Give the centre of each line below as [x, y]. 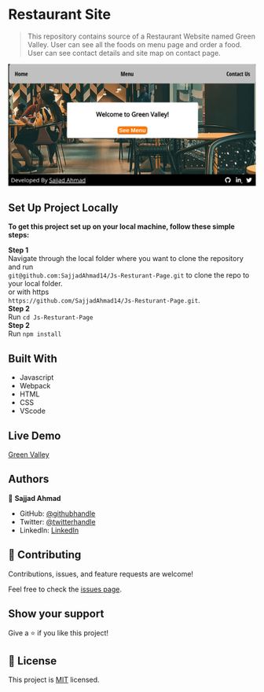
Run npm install [35, 334]
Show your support [56, 614]
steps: [19, 235]
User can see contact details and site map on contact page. [124, 53]
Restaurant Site [60, 15]
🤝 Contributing [45, 555]
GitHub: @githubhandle [57, 513]
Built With [33, 358]
